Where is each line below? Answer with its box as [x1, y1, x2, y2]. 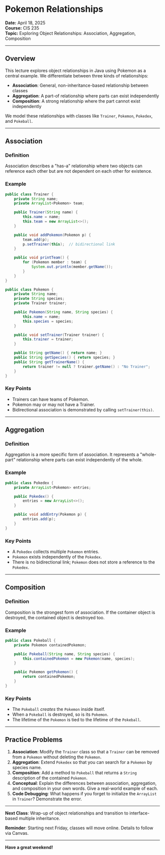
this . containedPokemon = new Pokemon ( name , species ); [23, 656, 135, 661]
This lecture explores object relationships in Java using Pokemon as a [5, 68, 146, 74]
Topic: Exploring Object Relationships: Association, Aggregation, [5, 30, 136, 36]
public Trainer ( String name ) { [14, 210, 78, 215]
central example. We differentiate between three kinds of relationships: [5, 73, 149, 78]
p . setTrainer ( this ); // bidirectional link [23, 242, 115, 247]
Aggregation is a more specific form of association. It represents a [5, 451, 139, 457]
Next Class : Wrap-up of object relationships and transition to [5, 810, 129, 816]
